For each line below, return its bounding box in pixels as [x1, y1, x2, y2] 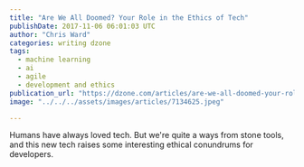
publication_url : [9, 88, 75, 97]
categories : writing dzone [9, 38, 111, 48]
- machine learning [17, 55, 91, 64]
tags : [9, 47, 30, 56]
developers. [9, 149, 54, 160]
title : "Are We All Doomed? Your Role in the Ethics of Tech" [9, 13, 249, 23]
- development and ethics [17, 80, 116, 89]
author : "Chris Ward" [9, 30, 91, 39]
